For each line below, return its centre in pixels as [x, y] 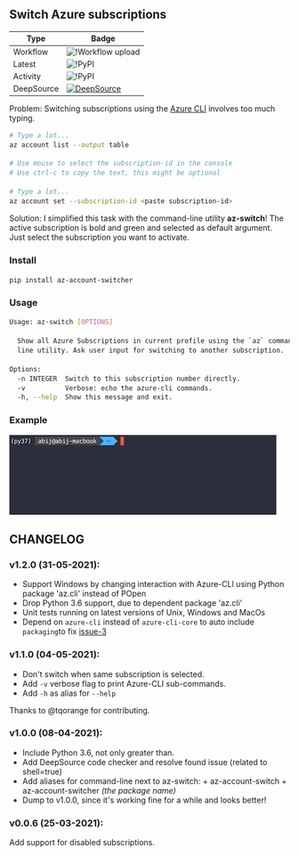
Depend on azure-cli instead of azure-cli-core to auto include [138, 622]
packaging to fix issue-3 [64, 632]
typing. [22, 118]
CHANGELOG [47, 539]
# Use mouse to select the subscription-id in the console [121, 164]
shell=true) [42, 771]
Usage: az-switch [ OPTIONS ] [61, 322]
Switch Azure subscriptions [88, 15]
